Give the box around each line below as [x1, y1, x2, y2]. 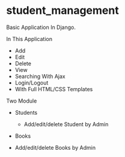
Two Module [6, 97, 37, 104]
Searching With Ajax [14, 72, 66, 80]
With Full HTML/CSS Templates [14, 85, 93, 92]
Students [14, 109, 38, 116]
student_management [6, 4, 119, 18]
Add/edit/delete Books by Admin [14, 144, 96, 151]
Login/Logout [14, 79, 49, 86]
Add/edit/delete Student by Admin [23, 120, 109, 127]
